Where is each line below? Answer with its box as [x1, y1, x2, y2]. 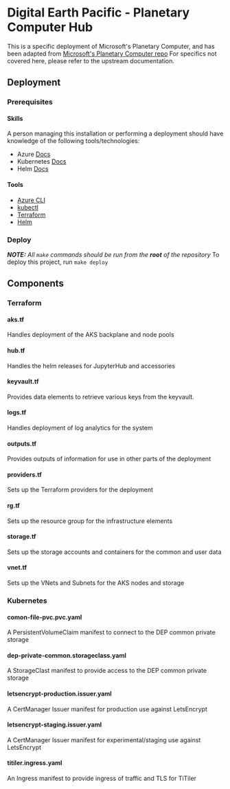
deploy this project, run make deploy [7, 258, 108, 266]
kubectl [16, 203, 39, 211]
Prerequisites [7, 98, 53, 107]
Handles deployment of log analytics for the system [7, 424, 153, 432]
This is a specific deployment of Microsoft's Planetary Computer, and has [7, 42, 215, 50]
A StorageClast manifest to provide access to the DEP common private [7, 667, 207, 675]
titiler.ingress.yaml [7, 759, 62, 767]
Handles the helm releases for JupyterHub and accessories [7, 362, 176, 370]
